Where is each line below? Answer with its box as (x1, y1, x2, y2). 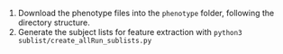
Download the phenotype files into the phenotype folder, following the (17, 8, 275, 18)
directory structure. (17, 17, 90, 28)
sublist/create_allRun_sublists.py (17, 36, 152, 45)
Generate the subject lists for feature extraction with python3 (17, 27, 242, 37)
